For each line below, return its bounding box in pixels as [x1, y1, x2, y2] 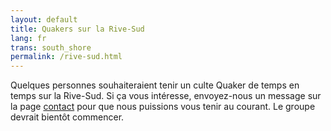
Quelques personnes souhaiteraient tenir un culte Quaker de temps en [10, 79, 300, 91]
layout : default [10, 14, 78, 25]
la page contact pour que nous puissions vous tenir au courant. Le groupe [10, 101, 316, 113]
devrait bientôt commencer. [10, 111, 125, 123]
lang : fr [10, 33, 47, 43]
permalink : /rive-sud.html [10, 52, 123, 62]
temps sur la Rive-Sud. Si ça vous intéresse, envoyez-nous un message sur [10, 90, 322, 102]
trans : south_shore [10, 42, 92, 53]
